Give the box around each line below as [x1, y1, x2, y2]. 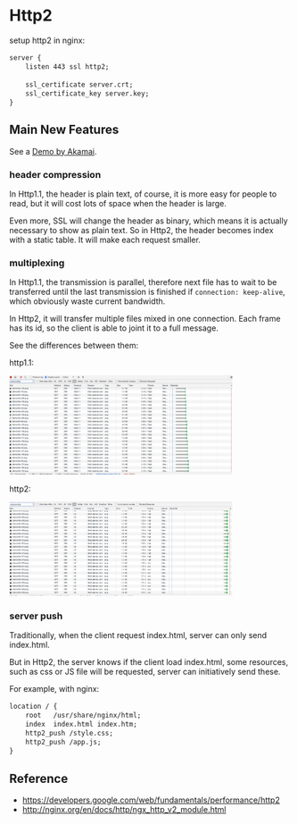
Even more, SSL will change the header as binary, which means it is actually [9, 215, 288, 226]
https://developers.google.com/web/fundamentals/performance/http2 [21, 795, 281, 805]
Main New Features [9, 122, 120, 138]
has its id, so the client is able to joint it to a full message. [9, 323, 219, 333]
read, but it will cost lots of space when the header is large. [9, 198, 227, 209]
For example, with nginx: [9, 684, 100, 694]
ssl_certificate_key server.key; [25, 88, 150, 98]
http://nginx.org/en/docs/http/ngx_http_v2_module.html [21, 804, 227, 815]
